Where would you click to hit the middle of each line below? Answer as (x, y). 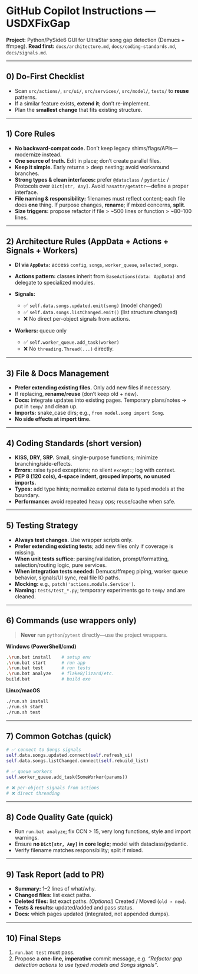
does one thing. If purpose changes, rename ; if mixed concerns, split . (100, 205)
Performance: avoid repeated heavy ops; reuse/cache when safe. (95, 501)
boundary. (27, 495)
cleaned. (25, 596)
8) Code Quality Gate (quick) (60, 817)
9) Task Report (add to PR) (55, 874)
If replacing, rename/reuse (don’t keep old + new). (76, 394)
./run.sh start (25, 707)
